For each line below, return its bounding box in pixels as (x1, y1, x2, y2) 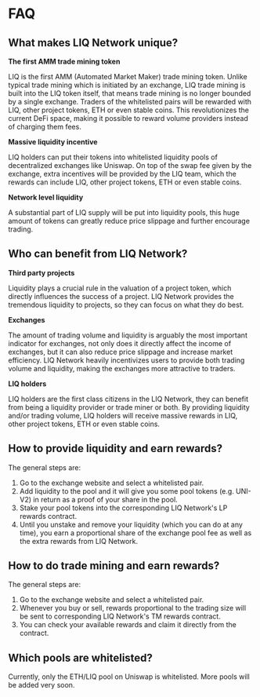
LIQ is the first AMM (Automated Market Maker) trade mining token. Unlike (8, 72, 248, 81)
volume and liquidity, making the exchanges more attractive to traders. (8, 363, 236, 373)
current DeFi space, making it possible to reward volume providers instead (8, 114, 248, 122)
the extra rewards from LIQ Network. (19, 536, 139, 546)
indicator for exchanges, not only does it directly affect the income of (8, 338, 232, 348)
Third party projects (8, 268, 75, 277)
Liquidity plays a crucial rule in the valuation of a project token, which (8, 283, 232, 293)
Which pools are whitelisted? (8, 651, 153, 664)
